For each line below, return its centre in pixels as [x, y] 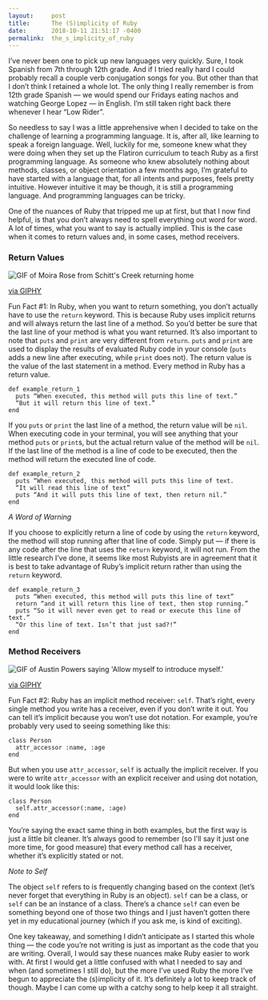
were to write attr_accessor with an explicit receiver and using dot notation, [133, 778]
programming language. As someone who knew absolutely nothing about [129, 162]
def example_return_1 [44, 389]
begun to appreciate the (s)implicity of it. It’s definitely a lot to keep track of [132, 978]
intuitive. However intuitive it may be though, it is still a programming [121, 187]
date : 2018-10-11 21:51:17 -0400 [75, 30]
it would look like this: [44, 786]
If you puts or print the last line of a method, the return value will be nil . [128, 425]
